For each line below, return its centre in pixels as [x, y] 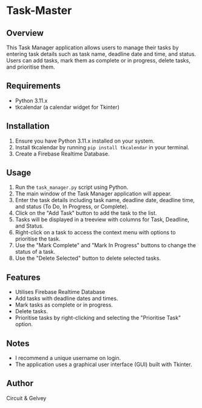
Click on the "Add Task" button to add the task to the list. [86, 213]
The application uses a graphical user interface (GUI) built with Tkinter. [103, 364]
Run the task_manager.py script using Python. [72, 187]
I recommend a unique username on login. [68, 358]
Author [20, 383]
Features [23, 277]
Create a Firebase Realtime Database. [62, 154]
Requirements [33, 86]
